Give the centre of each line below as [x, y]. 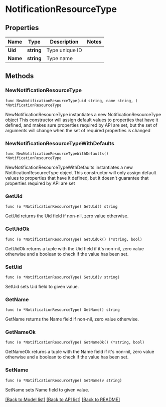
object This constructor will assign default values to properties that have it [82, 120]
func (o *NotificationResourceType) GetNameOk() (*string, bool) [75, 342]
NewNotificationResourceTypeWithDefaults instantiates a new [69, 167]
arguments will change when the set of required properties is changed [78, 130]
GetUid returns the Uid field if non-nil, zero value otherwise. [67, 216]
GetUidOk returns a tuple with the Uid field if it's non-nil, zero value [75, 248]
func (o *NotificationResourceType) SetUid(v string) [63, 277]
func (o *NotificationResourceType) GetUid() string [61, 207]
